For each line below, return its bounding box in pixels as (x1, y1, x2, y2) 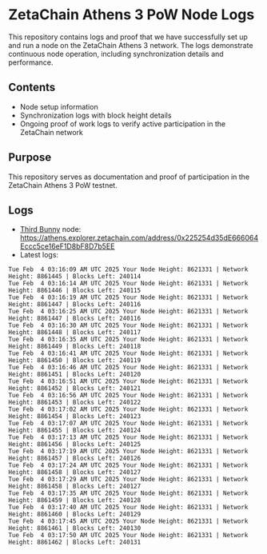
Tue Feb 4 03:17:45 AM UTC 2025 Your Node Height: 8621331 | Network (8, 517, 249, 525)
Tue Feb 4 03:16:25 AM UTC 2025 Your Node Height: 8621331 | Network (8, 308, 249, 316)
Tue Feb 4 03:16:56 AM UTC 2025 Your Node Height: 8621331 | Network (8, 392, 249, 400)
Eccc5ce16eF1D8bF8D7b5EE (19, 241, 115, 251)
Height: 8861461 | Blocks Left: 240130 (8, 524, 141, 532)
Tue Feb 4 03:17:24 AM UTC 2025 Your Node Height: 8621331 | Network (8, 461, 249, 469)
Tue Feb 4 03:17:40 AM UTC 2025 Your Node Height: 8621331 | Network (8, 504, 249, 512)
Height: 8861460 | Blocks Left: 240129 (8, 510, 141, 519)
